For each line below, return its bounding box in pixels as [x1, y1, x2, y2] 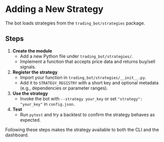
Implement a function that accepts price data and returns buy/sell [20, 58, 155, 64]
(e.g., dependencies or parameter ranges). [20, 85, 108, 91]
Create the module [12, 47, 53, 53]
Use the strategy [12, 90, 49, 96]
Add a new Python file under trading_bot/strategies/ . [20, 53, 133, 59]
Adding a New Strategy [5, 3, 104, 15]
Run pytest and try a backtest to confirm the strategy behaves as [20, 111, 155, 117]
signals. [20, 63, 36, 69]
